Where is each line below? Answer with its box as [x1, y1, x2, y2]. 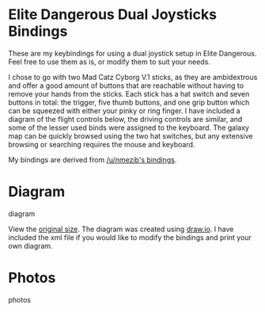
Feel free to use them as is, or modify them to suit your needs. [8, 57, 211, 67]
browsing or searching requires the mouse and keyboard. [8, 139, 195, 149]
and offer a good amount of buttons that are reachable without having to [8, 81, 244, 90]
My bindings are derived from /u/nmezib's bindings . [8, 154, 177, 164]
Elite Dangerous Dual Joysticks [8, 6, 218, 24]
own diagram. [8, 241, 53, 250]
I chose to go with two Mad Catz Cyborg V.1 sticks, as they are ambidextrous [8, 72, 258, 82]
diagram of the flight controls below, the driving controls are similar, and [8, 114, 243, 124]
